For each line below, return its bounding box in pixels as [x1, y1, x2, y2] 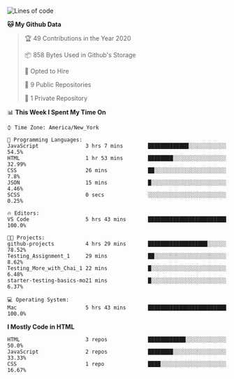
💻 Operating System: [7, 296, 70, 303]
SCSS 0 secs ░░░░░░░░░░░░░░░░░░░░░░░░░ [7, 192, 227, 199]
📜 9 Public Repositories [24, 80, 92, 89]
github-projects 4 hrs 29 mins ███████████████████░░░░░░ [7, 241, 227, 248]
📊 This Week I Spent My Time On [7, 108, 106, 116]
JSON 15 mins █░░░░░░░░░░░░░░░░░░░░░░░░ [7, 179, 227, 186]
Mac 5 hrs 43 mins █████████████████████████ [7, 304, 227, 311]
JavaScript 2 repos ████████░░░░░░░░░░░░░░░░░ [7, 348, 227, 355]
